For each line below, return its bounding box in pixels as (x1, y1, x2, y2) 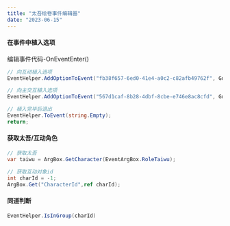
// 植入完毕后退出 (7, 106, 53, 113)
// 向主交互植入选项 (7, 87, 57, 94)
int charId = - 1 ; (7, 175, 57, 182)
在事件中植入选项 (7, 38, 55, 46)
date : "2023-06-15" (7, 16, 63, 23)
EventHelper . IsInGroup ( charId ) (7, 212, 97, 219)
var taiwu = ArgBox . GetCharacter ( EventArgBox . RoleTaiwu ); (7, 156, 176, 163)
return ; (7, 118, 29, 125)
